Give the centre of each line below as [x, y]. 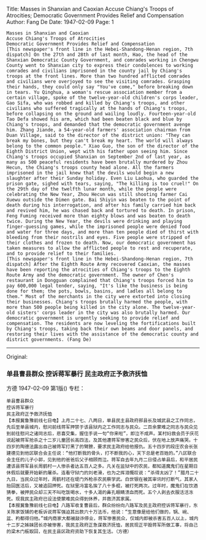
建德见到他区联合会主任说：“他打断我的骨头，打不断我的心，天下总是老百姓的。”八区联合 [101, 453]
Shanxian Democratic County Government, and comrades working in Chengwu [103, 60]
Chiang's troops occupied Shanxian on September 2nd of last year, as [98, 157]
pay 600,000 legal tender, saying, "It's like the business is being [97, 286]
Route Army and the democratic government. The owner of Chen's [90, 275]
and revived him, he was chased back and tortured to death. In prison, [101, 211]
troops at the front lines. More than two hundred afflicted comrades [98, 76]
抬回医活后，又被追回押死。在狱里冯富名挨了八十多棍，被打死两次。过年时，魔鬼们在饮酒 [102, 486]
